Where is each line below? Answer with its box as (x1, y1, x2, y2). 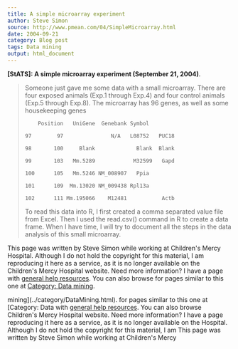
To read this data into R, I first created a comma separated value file (24, 207, 224, 216)
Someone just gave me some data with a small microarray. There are (24, 83, 226, 92)
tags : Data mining (7, 43, 62, 51)
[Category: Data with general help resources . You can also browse (7, 303, 202, 311)
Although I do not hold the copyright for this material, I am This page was (7, 325, 222, 334)
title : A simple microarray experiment (7, 10, 126, 18)
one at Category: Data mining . (7, 281, 95, 290)
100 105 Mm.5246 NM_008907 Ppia (24, 170, 149, 177)
